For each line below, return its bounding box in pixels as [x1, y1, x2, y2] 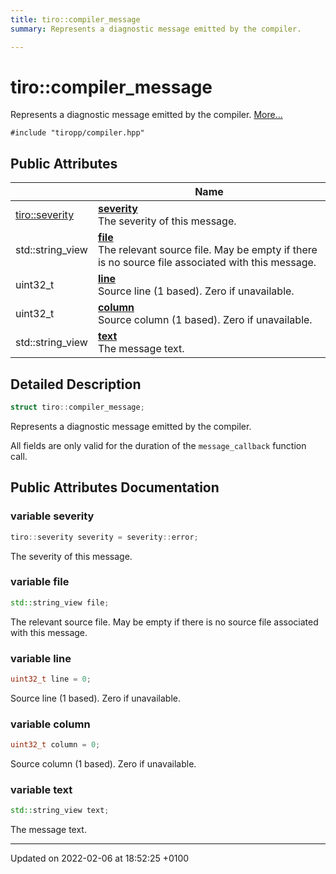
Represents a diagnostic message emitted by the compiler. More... [10, 109, 283, 121]
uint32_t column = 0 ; [10, 740, 101, 750]
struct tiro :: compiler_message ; [10, 402, 145, 413]
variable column [10, 717, 91, 731]
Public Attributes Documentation [10, 479, 220, 496]
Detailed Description [10, 376, 142, 393]
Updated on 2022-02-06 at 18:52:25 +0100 [10, 852, 190, 865]
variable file [10, 575, 70, 589]
